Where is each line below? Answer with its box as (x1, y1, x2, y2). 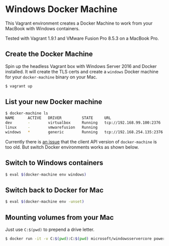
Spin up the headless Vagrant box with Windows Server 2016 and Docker (5, 63, 157, 69)
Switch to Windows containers (5, 158, 104, 167)
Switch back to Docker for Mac (5, 186, 104, 194)
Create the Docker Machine (5, 50, 93, 58)
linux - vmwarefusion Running (5, 125, 98, 130)
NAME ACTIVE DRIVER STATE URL (5, 116, 112, 121)
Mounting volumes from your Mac (5, 213, 114, 222)
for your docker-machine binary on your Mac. (5, 74, 98, 80)
